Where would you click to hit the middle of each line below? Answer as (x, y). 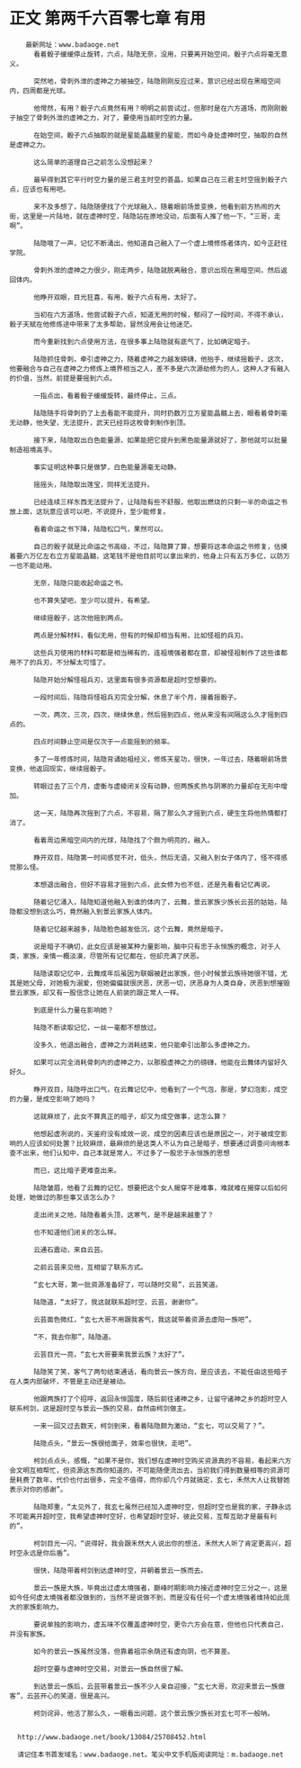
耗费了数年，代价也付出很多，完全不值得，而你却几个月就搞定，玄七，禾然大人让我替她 (153, 1480)
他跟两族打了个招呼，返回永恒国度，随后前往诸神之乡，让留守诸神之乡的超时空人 (160, 1399)
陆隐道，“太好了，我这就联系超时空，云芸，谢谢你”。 (117, 1302)
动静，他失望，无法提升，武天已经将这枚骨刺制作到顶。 (103, 423)
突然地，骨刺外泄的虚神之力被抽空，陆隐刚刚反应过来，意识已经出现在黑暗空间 (157, 81)
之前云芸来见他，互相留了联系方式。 (90, 1267)
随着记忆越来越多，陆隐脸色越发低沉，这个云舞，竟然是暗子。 (130, 929)
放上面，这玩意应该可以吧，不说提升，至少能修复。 (90, 511)
